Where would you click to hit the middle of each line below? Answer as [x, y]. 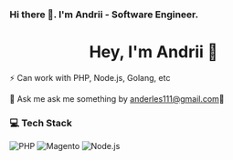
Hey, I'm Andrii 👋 [154, 52]
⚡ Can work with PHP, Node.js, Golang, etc [90, 77]
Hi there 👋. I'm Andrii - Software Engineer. [104, 15]
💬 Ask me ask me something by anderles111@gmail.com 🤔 [117, 98]
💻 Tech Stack [41, 123]
